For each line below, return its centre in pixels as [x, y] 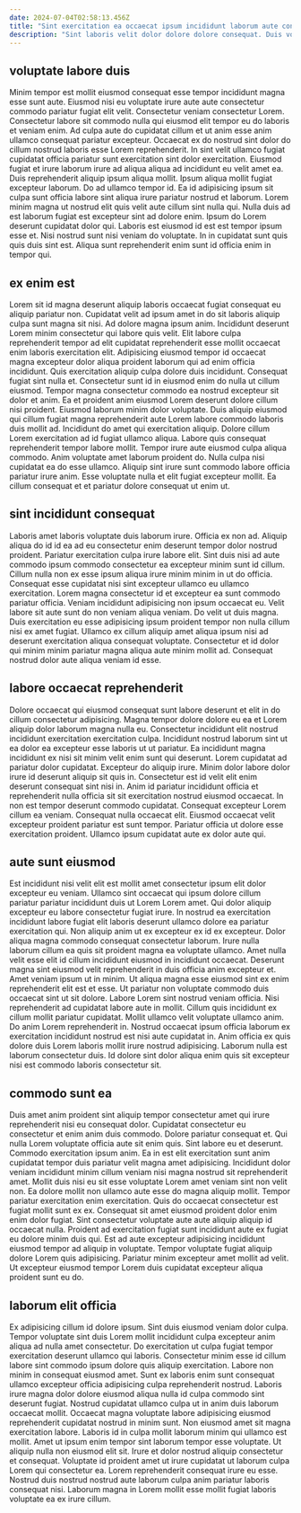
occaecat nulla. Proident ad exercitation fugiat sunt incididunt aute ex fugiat [149, 1230]
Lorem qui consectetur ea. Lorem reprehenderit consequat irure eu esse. [144, 1471]
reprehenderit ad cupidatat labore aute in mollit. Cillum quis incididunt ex [143, 1008]
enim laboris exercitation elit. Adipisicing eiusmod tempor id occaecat [138, 352]
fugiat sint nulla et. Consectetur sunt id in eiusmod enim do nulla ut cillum [145, 381]
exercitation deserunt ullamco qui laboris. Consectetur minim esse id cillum [148, 1356]
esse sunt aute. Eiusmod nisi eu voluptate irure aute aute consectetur [137, 102]
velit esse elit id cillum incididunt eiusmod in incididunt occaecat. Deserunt [147, 960]
